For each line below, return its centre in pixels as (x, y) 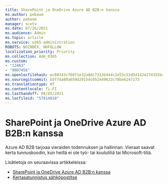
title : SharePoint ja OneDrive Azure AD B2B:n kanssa (62, 10)
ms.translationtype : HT (30, 84)
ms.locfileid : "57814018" (32, 98)
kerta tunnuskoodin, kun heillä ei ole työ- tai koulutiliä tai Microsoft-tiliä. (79, 152)
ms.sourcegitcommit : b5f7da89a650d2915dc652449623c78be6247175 (72, 79)
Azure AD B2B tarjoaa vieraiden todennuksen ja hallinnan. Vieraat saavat (80, 147)
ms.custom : (16, 61)
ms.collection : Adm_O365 (31, 56)
